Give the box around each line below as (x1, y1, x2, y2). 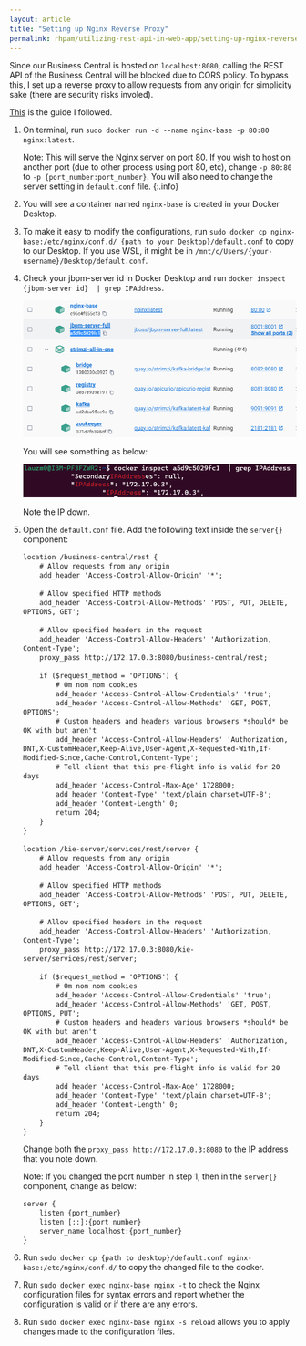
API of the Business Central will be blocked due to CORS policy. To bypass (9, 69, 289, 81)
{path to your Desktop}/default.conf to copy (120, 235, 294, 246)
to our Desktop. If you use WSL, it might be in (22, 245, 193, 256)
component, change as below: (22, 1180, 137, 1191)
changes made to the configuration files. (22, 1326, 176, 1337)
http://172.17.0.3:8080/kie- (84, 944, 195, 954)
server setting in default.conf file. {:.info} (22, 181, 179, 192)
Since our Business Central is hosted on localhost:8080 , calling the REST (9, 60, 284, 71)
